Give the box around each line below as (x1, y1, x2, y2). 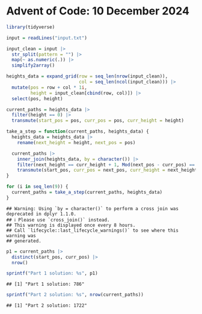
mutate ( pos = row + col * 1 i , (11, 84, 87, 91)
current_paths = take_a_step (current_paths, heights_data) (11, 189, 163, 196)
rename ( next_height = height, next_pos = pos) (17, 139, 136, 145)
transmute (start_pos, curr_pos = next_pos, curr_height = (17, 167, 165, 174)
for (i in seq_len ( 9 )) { (6, 184, 69, 190)
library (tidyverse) (6, 24, 55, 30)
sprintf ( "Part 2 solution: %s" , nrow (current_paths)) (6, 292, 144, 298)
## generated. (6, 238, 42, 244)
